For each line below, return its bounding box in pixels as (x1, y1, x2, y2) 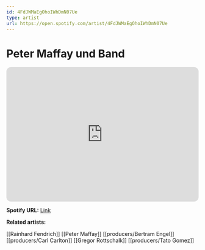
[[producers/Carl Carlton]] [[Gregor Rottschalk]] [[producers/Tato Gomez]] (6, 237, 194, 244)
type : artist (6, 15, 40, 21)
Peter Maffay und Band (6, 46, 125, 61)
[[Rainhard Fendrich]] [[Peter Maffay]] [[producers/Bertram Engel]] (6, 230, 174, 238)
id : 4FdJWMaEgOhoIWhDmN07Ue (6, 9, 78, 15)
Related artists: (6, 218, 46, 226)
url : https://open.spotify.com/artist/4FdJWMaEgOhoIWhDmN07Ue (6, 20, 168, 26)
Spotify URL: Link (6, 207, 51, 214)
